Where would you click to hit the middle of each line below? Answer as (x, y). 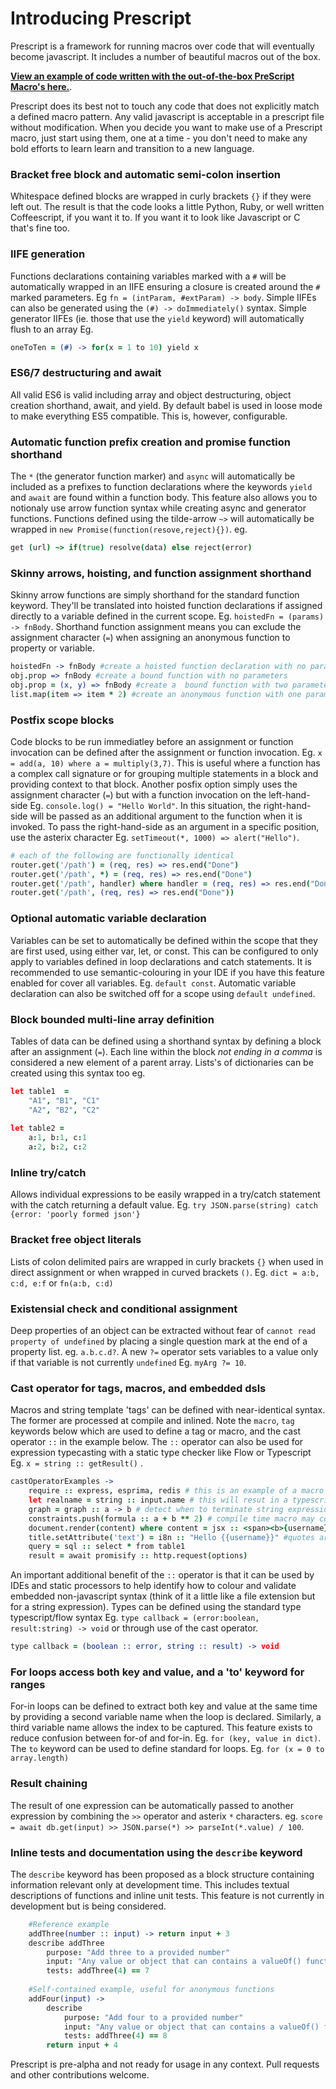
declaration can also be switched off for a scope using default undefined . (163, 993)
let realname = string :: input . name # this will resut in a (158, 1500)
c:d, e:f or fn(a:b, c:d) (62, 1283)
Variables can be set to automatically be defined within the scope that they (164, 940)
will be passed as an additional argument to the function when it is (166, 816)
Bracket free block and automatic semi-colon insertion (146, 174)
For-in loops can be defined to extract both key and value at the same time (164, 1706)
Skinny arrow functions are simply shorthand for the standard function (155, 595)
